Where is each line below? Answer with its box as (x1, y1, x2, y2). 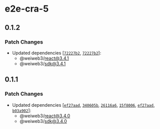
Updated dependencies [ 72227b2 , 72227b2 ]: (12, 50, 102, 56)
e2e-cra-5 (5, 3, 49, 15)
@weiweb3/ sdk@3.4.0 (19, 118, 67, 124)
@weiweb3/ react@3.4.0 (19, 112, 70, 119)
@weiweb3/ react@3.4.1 (19, 55, 69, 61)
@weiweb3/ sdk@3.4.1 (19, 60, 66, 66)
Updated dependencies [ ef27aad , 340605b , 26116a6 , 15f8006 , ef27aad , (12, 102, 155, 108)
